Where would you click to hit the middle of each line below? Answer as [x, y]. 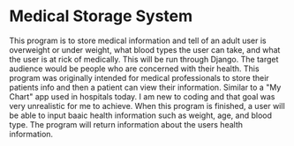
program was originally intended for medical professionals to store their [139, 77]
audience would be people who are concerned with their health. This [134, 69]
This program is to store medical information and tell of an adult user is [138, 40]
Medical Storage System [101, 16]
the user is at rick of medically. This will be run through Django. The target [144, 59]
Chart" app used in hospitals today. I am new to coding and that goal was [142, 96]
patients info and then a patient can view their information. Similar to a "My [145, 87]
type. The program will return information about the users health [126, 124]
